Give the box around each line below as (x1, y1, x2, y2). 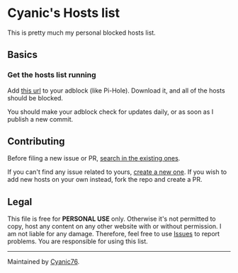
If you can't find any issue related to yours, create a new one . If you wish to (7, 168, 227, 176)
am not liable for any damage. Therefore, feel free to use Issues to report (7, 230, 220, 238)
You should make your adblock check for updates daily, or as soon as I (7, 108, 214, 116)
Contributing (7, 136, 65, 148)
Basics (7, 49, 38, 61)
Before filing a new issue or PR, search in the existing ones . (7, 154, 181, 163)
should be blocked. (7, 93, 64, 102)
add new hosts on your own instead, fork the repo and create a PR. (7, 175, 203, 184)
